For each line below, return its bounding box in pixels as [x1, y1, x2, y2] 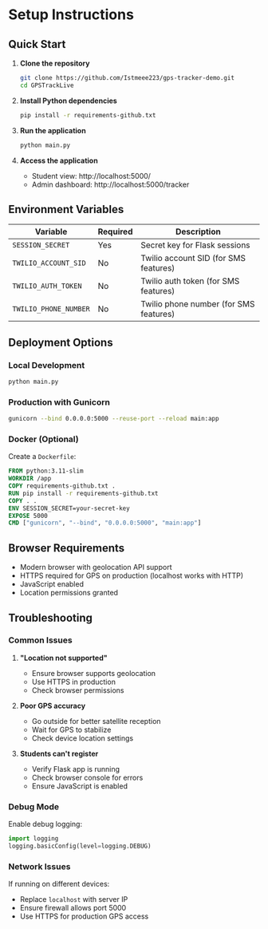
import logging [8, 835, 59, 843]
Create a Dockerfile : [8, 452, 77, 461]
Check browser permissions [31, 685, 124, 695]
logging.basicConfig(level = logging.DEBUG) [8, 842, 152, 851]
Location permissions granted [19, 588, 118, 598]
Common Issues [8, 634, 73, 646]
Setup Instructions [8, 6, 134, 24]
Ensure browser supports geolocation [31, 668, 156, 678]
